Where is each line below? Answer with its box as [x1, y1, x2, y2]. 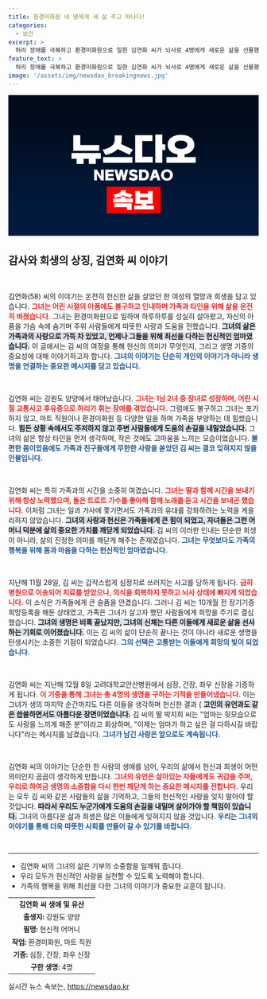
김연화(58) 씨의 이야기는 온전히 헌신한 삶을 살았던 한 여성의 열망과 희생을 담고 [8, 291, 249, 302]
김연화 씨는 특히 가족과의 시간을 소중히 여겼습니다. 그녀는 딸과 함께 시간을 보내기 [8, 486, 255, 495]
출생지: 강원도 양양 [23, 912, 81, 922]
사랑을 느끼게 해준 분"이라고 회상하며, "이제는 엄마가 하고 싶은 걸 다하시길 [16, 720, 244, 729]
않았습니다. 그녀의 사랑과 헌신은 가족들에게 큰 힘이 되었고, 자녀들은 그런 [29, 516, 248, 525]
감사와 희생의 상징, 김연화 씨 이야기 [8, 253, 168, 267]
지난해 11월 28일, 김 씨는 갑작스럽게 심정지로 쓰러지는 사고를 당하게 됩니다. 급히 [8, 578, 253, 587]
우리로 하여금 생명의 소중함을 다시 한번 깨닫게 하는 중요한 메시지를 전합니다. [8, 782, 238, 791]
